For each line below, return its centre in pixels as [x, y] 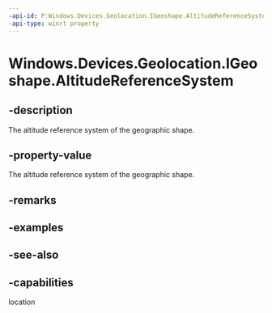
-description [40, 110]
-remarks [32, 200]
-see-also [34, 255]
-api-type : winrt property [54, 23]
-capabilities [41, 283]
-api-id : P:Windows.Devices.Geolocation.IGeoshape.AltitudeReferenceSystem [139, 16]
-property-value [50, 155]
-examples [36, 228]
